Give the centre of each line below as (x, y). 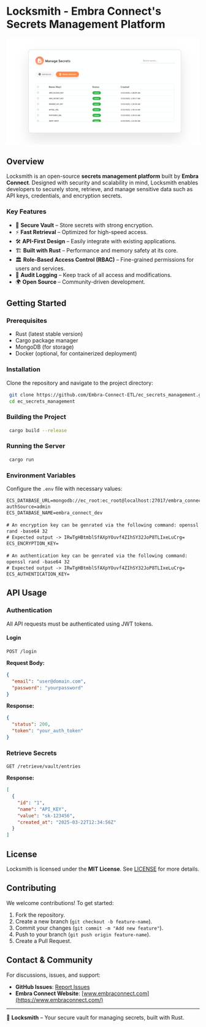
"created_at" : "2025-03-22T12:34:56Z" (67, 822)
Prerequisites (27, 320)
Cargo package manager (47, 341)
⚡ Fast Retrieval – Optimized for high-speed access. (82, 232)
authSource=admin (29, 507)
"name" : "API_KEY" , (42, 809)
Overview (25, 161)
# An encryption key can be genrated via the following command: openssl (103, 525)
